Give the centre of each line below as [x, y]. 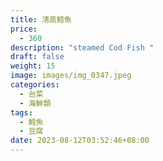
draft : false [37, 57]
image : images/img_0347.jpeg [71, 76]
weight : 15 [33, 66]
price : [24, 29]
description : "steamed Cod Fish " [82, 47]
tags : [21, 112]
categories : [35, 85]
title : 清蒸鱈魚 [41, 19]
